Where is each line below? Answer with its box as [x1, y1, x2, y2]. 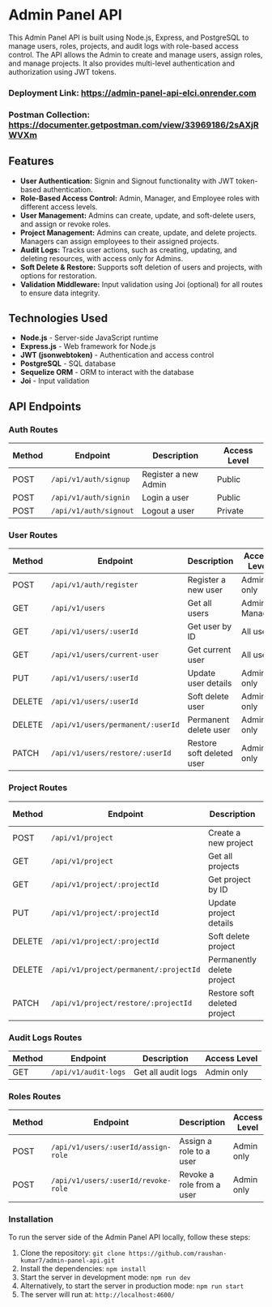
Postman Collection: [8, 109, 91, 120]
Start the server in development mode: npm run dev [19, 1272, 191, 1282]
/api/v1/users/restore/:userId [51, 749, 172, 758]
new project [207, 837, 253, 849]
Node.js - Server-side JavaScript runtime [19, 333, 159, 342]
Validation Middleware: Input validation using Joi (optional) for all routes [19, 279, 263, 289]
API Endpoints [8, 399, 82, 413]
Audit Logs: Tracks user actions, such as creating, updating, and [19, 245, 237, 255]
